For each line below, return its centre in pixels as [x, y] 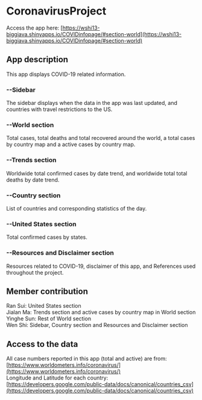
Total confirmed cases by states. [47, 237]
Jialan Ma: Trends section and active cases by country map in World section [101, 313]
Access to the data [42, 344]
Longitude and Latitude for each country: [57, 378]
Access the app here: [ [35, 28]
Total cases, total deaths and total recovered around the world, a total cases [101, 138]
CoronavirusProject [56, 11]
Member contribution [47, 291]
